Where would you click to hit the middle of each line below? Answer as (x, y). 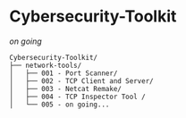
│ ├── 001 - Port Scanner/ (63, 73)
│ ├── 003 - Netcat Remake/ (66, 88)
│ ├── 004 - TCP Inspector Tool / (77, 97)
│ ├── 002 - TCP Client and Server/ (81, 81)
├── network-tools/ (46, 65)
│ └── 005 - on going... (59, 105)
